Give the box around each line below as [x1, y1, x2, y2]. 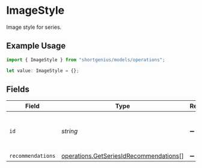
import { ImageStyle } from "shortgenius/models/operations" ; [6, 56, 165, 63]
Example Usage [6, 41, 66, 51]
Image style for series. [6, 23, 62, 31]
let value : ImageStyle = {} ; [6, 67, 79, 74]
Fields [6, 84, 30, 94]
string [61, 127, 78, 136]
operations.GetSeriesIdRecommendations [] [61, 152, 185, 160]
